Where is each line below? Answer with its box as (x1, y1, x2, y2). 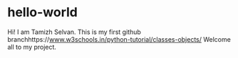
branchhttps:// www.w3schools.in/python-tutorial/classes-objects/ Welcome (7, 35, 232, 43)
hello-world (7, 4, 78, 21)
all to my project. (7, 42, 57, 51)
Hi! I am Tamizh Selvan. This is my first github (7, 28, 141, 36)
